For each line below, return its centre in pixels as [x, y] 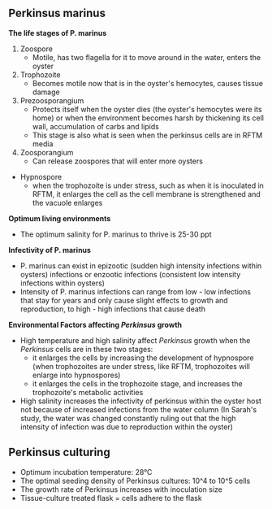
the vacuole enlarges [67, 202]
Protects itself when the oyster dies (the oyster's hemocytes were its [147, 109]
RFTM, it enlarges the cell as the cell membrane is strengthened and [147, 194]
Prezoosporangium [52, 100]
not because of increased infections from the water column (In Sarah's [138, 409]
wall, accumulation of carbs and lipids [96, 126]
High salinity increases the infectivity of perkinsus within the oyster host [141, 401]
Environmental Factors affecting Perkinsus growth [95, 324]
